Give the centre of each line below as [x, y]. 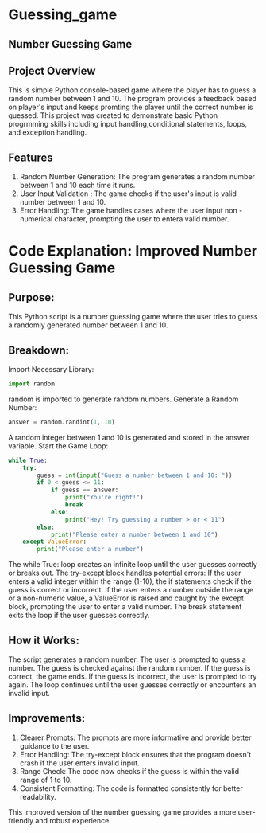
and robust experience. [73, 820]
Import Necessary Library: [51, 370]
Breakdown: [39, 350]
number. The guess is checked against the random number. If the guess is [129, 667]
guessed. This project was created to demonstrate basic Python [113, 115]
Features [31, 157]
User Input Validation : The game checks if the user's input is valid [128, 194]
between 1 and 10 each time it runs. [77, 186]
